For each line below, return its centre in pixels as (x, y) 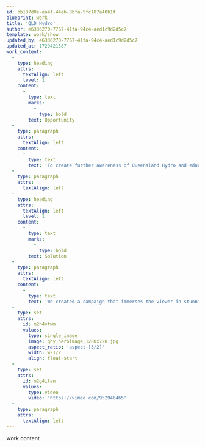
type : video (44, 392)
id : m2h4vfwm (39, 324)
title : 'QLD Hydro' (31, 23)
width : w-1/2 (45, 353)
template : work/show (33, 35)
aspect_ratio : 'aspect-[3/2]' (67, 347)
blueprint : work (27, 18)
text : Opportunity (52, 120)
